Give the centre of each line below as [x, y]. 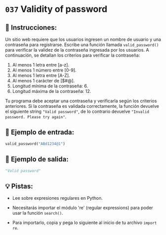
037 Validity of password [56, 9]
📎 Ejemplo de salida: [37, 159]
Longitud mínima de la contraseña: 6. [50, 86]
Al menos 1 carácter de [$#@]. [44, 81]
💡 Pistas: [19, 186]
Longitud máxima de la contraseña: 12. [52, 91]
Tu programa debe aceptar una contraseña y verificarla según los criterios [81, 101]
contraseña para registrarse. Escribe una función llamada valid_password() [82, 45]
